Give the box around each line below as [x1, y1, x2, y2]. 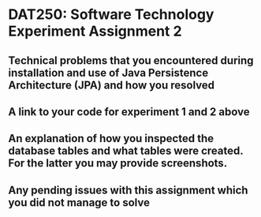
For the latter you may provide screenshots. [8, 156, 228, 170]
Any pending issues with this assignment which [8, 183, 248, 196]
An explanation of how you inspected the [8, 132, 214, 145]
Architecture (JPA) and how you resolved [8, 78, 215, 92]
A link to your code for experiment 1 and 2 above [8, 105, 250, 118]
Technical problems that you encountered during [8, 54, 254, 67]
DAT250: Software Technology [8, 6, 214, 24]
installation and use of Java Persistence [8, 65, 209, 80]
